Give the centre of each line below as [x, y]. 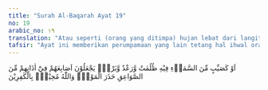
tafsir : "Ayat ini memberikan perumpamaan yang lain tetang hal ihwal [128, 45]
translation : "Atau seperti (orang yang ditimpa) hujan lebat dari [123, 38]
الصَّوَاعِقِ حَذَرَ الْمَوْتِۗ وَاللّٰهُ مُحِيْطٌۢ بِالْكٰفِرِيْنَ [76, 76]
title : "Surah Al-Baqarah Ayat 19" [67, 16]
